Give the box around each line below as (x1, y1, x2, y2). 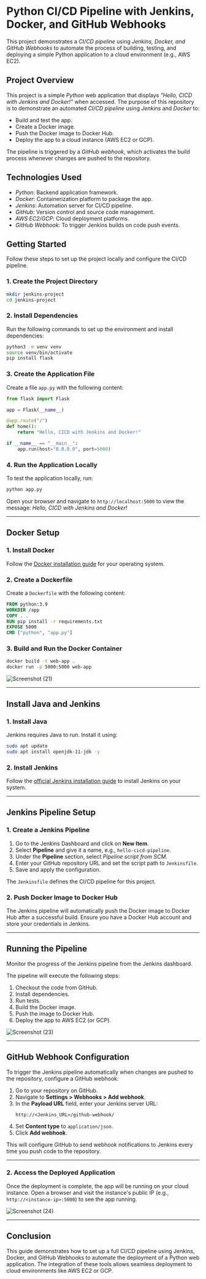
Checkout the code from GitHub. (15, 983, 98, 991)
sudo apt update (6, 742, 48, 749)
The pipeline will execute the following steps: (6, 972, 120, 979)
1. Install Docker (6, 546, 55, 554)
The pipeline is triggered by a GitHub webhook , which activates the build (6, 148, 190, 155)
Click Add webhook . (15, 1129, 67, 1136)
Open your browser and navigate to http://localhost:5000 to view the (6, 497, 185, 505)
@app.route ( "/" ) (6, 418, 48, 424)
